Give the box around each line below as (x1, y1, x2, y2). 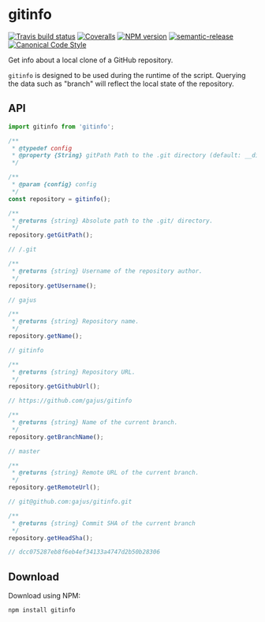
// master (8, 447, 41, 455)
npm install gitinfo (8, 606, 77, 614)
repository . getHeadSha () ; (8, 534, 93, 542)
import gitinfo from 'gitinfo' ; (8, 122, 114, 131)
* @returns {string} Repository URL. (11, 368, 136, 376)
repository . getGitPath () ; (8, 231, 93, 240)
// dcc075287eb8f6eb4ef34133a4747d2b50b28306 (8, 548, 160, 557)
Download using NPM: (8, 591, 81, 601)
